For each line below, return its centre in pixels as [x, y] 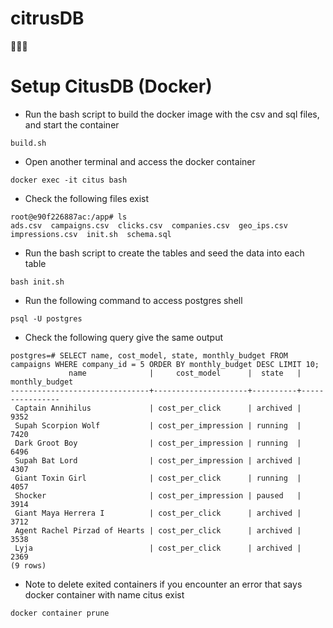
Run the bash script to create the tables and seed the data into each [164, 253]
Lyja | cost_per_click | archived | [158, 548]
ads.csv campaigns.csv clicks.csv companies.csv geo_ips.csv [149, 225]
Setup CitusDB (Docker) [111, 86]
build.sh [28, 143]
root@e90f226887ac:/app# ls [69, 217]
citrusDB [47, 18]
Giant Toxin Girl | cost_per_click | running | [158, 478]
